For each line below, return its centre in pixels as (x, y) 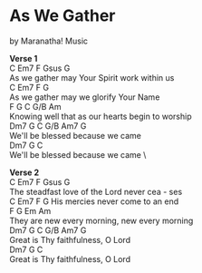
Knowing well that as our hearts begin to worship (101, 116)
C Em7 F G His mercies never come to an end (94, 201)
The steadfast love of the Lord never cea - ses (96, 191)
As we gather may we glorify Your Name (85, 97)
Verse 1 (24, 58)
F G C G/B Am (35, 106)
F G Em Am (30, 210)
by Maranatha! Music (49, 41)
